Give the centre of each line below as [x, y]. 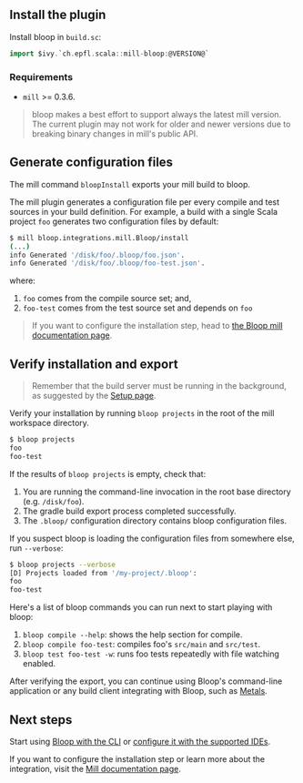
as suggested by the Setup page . [94, 396]
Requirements [41, 76]
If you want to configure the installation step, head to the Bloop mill [157, 326]
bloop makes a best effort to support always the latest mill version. [157, 114]
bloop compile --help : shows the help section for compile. [132, 635]
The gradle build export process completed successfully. [129, 511]
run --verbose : [36, 548]
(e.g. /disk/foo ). [53, 501]
